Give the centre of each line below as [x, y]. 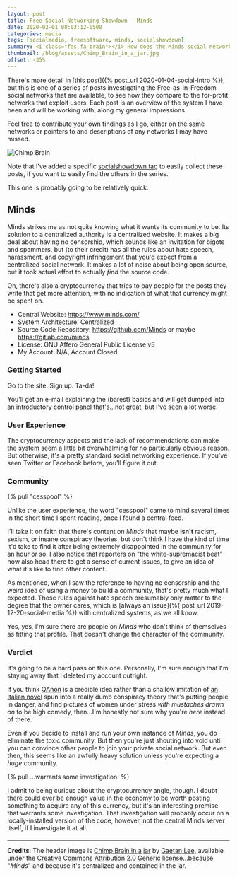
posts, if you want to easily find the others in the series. [88, 173]
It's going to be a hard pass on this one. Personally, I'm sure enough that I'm [118, 668]
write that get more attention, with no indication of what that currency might [117, 293]
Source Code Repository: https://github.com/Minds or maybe [107, 329]
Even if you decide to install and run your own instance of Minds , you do [112, 733]
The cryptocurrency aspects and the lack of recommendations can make [113, 441]
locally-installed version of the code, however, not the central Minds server [116, 820]
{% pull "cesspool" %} [40, 496]
